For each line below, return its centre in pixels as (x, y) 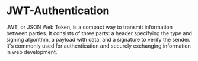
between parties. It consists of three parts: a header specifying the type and (99, 33)
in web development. (32, 52)
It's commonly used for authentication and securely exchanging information (98, 46)
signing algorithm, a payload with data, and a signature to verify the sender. (98, 39)
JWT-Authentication (58, 11)
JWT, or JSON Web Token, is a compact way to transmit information (90, 27)
